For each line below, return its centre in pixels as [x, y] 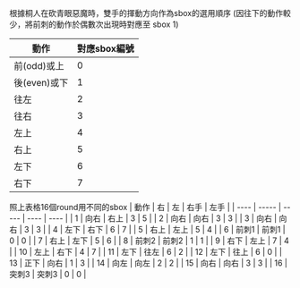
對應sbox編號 [105, 49]
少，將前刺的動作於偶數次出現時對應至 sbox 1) [94, 24]
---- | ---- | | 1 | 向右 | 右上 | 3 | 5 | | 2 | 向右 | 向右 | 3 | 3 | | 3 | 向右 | [152, 218]
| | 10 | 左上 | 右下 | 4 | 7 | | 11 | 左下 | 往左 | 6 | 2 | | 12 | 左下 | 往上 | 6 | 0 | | [146, 252]
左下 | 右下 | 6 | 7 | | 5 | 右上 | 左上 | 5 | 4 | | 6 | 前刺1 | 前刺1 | [175, 229]
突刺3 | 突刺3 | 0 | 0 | [48, 274]
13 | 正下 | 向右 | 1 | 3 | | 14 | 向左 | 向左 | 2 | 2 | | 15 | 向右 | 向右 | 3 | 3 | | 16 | [149, 263]
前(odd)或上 [39, 66]
